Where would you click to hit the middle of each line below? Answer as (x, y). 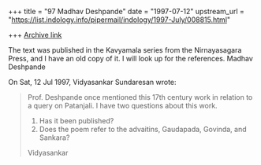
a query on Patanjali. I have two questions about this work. (123, 106)
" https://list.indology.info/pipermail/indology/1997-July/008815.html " (119, 20)
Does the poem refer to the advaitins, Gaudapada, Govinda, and (143, 129)
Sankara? (54, 137)
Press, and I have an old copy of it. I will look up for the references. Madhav (131, 59)
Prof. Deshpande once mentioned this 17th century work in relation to (140, 97)
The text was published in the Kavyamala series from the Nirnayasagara (125, 50)
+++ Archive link (35, 35)
